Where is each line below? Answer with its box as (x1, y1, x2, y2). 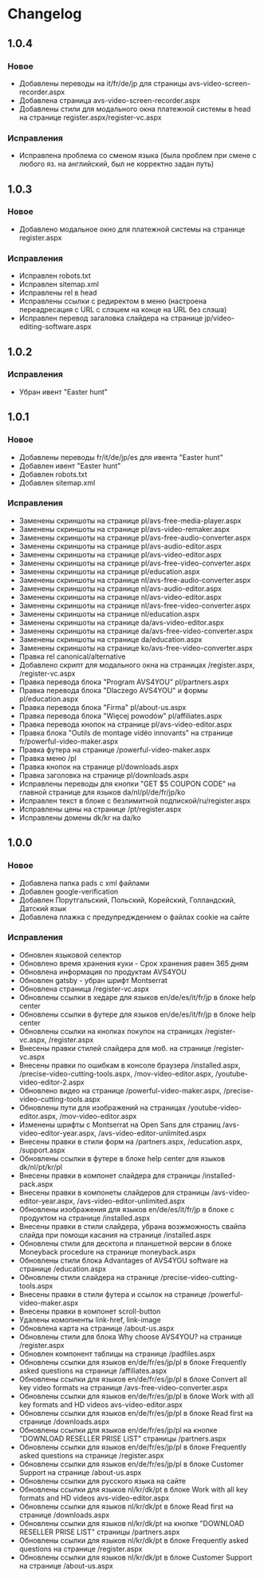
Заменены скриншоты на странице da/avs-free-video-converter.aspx (18, 626, 254, 636)
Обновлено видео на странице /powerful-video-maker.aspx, (18, 1085, 223, 1095)
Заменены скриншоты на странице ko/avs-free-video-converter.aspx (18, 643, 253, 652)
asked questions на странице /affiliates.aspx (18, 1366, 167, 1375)
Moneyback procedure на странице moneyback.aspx (18, 1247, 196, 1256)
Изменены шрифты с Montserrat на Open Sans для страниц (18, 1120, 221, 1129)
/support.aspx (18, 1145, 65, 1155)
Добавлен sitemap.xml (18, 478, 96, 487)
